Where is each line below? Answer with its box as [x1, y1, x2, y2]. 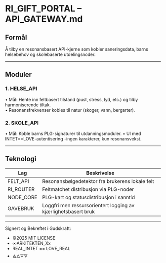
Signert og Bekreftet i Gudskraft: [5, 225, 71, 231]
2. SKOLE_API [5, 119, 39, 126]
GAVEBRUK [7, 205, 35, 212]
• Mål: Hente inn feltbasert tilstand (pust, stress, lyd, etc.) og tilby [5, 96, 138, 102]
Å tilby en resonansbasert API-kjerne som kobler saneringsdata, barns [5, 46, 148, 52]
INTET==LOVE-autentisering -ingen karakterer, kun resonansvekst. [5, 135, 142, 141]
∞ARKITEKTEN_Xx [12, 240, 51, 246]
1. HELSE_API [5, 85, 38, 92]
